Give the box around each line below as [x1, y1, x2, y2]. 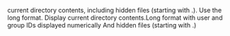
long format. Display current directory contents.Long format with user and [7, 13, 223, 22]
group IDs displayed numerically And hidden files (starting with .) [7, 21, 197, 29]
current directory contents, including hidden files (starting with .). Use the [7, 6, 222, 14]
